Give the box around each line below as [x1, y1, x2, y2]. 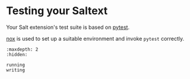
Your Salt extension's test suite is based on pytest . [6, 24, 129, 31]
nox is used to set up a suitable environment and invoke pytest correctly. [6, 35, 185, 42]
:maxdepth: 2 [6, 46, 39, 52]
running [6, 62, 26, 68]
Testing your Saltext [6, 4, 108, 18]
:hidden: [6, 51, 28, 57]
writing [6, 67, 26, 73]
